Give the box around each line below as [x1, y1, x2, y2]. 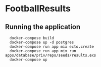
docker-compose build [9, 35, 54, 40]
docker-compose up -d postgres [9, 40, 74, 45]
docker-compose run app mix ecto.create [9, 44, 94, 49]
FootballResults [5, 3, 71, 14]
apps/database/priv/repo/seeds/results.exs [5, 53, 97, 58]
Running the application [5, 23, 81, 31]
